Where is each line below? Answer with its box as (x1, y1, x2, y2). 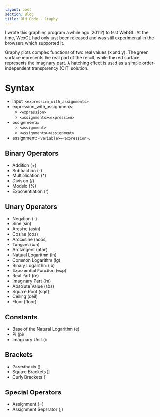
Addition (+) (12, 162, 37, 168)
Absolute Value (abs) (12, 283, 55, 289)
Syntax (5, 82, 35, 94)
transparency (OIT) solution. (31, 65, 89, 71)
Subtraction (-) (12, 168, 43, 173)
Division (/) (12, 178, 35, 184)
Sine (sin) (12, 221, 32, 226)
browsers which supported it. (5, 40, 65, 46)
